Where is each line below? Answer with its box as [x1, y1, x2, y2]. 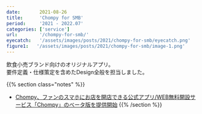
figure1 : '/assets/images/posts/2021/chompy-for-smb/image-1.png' [6, 44, 185, 50]
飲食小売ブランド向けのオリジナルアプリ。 [6, 61, 114, 68]
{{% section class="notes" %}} [6, 80, 85, 88]
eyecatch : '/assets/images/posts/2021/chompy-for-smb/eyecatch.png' [6, 37, 191, 44]
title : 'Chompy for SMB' [6, 15, 84, 21]
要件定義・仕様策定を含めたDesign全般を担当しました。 [6, 68, 148, 75]
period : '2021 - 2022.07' [6, 20, 84, 26]
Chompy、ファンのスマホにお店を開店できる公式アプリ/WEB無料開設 [15, 93, 190, 101]
